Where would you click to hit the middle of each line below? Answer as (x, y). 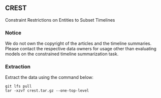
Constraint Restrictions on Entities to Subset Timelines (60, 20)
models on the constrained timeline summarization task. (62, 54)
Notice (13, 33)
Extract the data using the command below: (49, 77)
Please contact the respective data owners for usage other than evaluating (81, 49)
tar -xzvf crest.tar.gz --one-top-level (47, 91)
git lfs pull (18, 86)
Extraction (18, 67)
